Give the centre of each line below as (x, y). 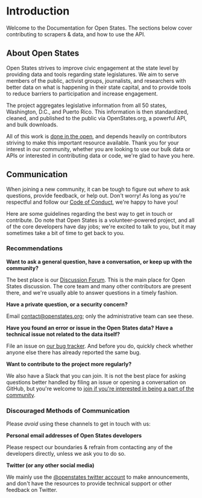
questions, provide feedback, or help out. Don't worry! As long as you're (96, 195)
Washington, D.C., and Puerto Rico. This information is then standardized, (97, 112)
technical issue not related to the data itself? (63, 334)
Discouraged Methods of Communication (68, 410)
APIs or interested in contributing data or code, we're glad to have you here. (100, 155)
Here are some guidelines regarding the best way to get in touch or (90, 213)
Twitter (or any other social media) (50, 465)
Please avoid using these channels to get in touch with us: (78, 424)
